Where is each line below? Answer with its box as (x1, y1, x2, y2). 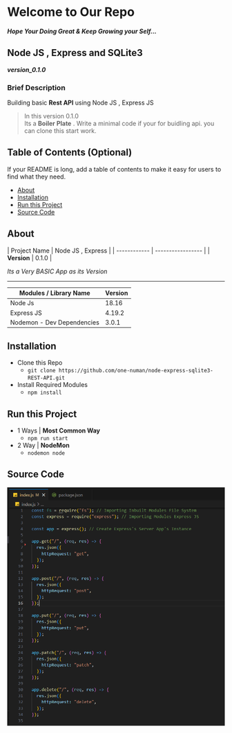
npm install (27, 389, 62, 397)
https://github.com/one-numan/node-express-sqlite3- (58, 368, 214, 374)
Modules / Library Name (19, 289, 91, 298)
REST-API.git (27, 374, 66, 381)
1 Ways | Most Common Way (17, 426, 101, 435)
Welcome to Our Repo (7, 4, 135, 20)
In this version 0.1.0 (23, 112, 79, 120)
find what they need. (7, 172, 66, 181)
